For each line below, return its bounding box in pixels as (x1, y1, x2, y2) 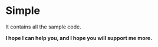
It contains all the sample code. (5, 23, 81, 30)
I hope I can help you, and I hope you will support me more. (5, 34, 153, 41)
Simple (5, 4, 41, 17)
